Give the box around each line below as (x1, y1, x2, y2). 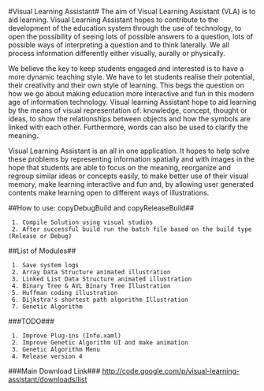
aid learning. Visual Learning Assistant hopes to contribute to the (8, 15, 219, 24)
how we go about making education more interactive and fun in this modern (8, 89, 255, 98)
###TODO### (8, 317, 55, 326)
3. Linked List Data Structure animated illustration (11, 275, 192, 283)
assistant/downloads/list (8, 374, 87, 384)
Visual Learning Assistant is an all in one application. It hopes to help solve (8, 146, 250, 155)
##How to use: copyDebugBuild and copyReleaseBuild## (8, 203, 195, 212)
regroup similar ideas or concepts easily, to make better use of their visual (8, 171, 249, 181)
